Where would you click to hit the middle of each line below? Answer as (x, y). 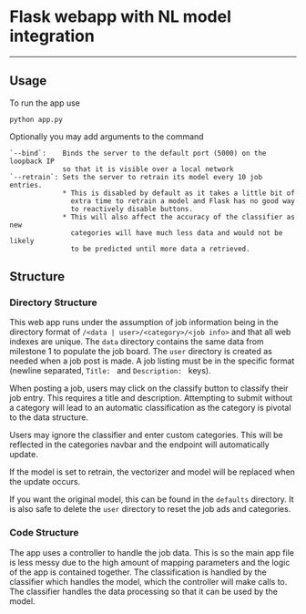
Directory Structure (53, 302)
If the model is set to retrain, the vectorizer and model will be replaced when (153, 472)
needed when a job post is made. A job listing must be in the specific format (152, 361)
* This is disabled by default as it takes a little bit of (179, 193)
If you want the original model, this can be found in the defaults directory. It (152, 499)
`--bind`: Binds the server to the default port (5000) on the (138, 153)
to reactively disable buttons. (132, 209)
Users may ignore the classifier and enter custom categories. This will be (147, 435)
